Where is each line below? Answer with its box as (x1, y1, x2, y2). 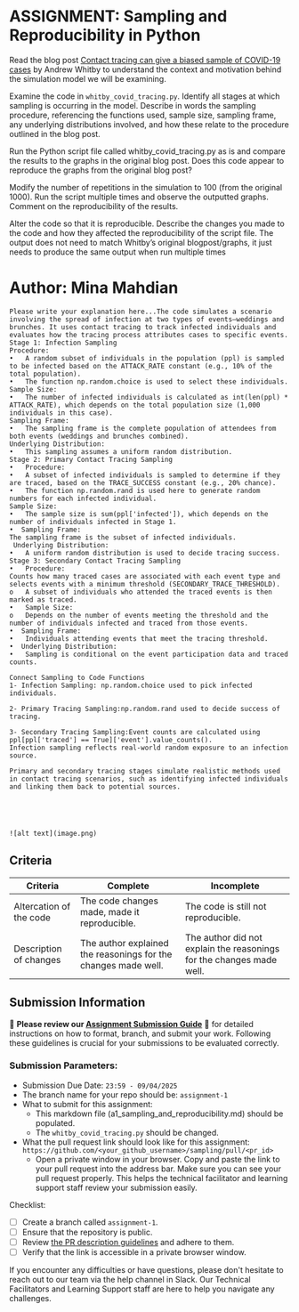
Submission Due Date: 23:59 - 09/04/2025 (21, 1080, 178, 1090)
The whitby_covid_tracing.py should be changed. (35, 1127, 220, 1138)
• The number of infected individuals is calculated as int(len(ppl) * (9, 393, 289, 401)
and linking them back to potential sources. (9, 782, 181, 791)
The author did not (185, 931, 263, 944)
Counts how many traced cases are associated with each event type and (9, 571, 280, 580)
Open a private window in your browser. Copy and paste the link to (35, 1154, 280, 1164)
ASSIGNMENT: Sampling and (9, 6, 228, 27)
